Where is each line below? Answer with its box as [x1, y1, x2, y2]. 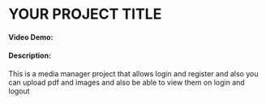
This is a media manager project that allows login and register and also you [8, 68, 259, 78]
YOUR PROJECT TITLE [8, 5, 162, 24]
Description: [8, 50, 51, 61]
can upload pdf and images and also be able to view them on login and [8, 77, 245, 87]
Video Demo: [8, 32, 54, 41]
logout [8, 86, 30, 96]
